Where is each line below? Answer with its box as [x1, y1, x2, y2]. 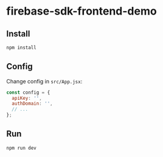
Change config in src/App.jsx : [6, 77, 83, 85]
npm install [6, 44, 36, 51]
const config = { [6, 89, 50, 96]
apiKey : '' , [12, 95, 43, 101]
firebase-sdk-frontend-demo [6, 4, 157, 18]
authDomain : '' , [12, 100, 53, 107]
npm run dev [6, 145, 36, 151]
